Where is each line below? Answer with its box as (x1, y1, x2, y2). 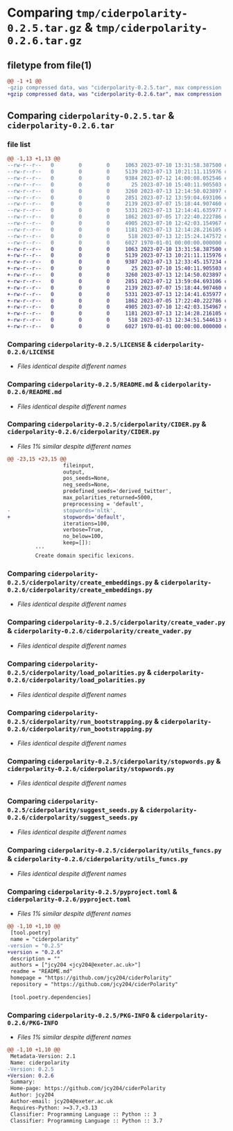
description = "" (10, 955, 60, 962)
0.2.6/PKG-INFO (7, 1019, 59, 1027)
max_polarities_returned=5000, (62, 494, 154, 501)
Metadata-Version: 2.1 (10, 1053, 76, 1060)
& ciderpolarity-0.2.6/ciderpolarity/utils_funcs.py (7, 854, 189, 863)
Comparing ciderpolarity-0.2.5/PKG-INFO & (7, 1010, 156, 1020)
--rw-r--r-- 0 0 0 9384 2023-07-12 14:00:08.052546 (7, 175, 222, 182)
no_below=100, (62, 533, 104, 540)
